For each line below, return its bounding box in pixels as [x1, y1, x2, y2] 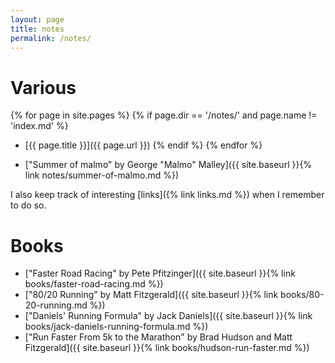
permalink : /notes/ [10, 33, 92, 43]
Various [10, 76, 77, 99]
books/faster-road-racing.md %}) [24, 278, 164, 290]
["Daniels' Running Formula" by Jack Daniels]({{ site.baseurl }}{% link [24, 310, 313, 322]
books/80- [280, 289, 325, 301]
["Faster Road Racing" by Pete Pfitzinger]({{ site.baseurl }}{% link [24, 267, 296, 280]
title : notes [10, 24, 65, 34]
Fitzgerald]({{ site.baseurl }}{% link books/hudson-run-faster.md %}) [24, 342, 310, 354]
